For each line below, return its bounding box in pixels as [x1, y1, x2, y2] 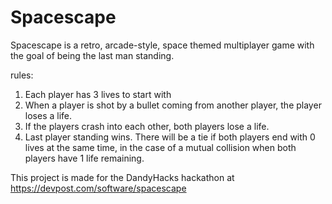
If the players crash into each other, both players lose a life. [24, 120, 270, 132]
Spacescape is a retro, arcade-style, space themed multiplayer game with [10, 39, 315, 51]
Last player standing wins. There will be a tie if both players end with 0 [24, 131, 316, 143]
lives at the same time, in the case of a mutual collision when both [24, 141, 297, 153]
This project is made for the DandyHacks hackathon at [10, 171, 235, 183]
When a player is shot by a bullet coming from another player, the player [24, 99, 322, 111]
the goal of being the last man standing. [10, 49, 175, 61]
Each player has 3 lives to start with [24, 88, 172, 100]
